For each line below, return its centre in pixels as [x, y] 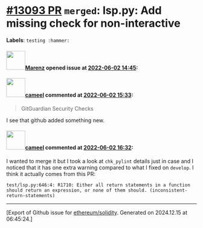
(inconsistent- [169, 190]
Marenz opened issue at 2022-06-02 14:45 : [82, 68]
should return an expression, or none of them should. [77, 190]
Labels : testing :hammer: [38, 40]
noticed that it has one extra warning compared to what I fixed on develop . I [100, 168]
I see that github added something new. [55, 120]
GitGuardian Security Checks [57, 108]
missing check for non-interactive [93, 23]
